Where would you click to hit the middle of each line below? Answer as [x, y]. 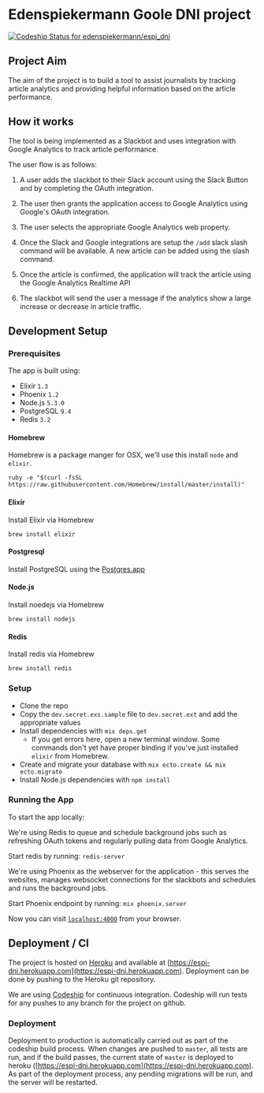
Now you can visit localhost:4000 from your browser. [95, 918]
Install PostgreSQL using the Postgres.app [77, 569]
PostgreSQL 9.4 [45, 411]
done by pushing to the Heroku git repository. [82, 979]
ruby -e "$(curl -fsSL [45, 478]
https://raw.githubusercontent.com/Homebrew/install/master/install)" [126, 485]
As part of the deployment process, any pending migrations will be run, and [131, 1073]
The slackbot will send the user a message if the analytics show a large [135, 298]
